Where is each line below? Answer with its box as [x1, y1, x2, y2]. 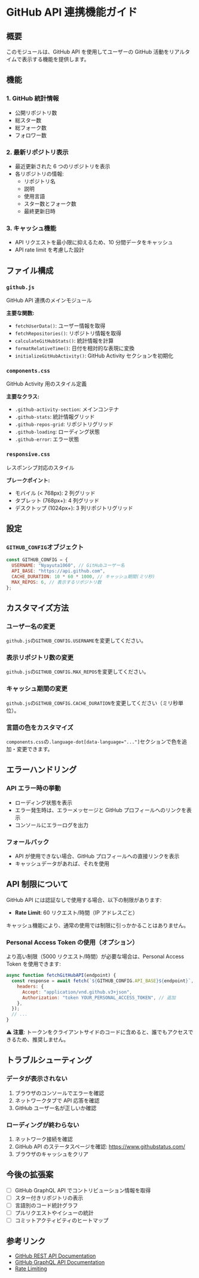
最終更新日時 [23, 207, 56, 214]
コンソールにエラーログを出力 [14, 821, 88, 828]
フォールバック [6, 838, 50, 846]
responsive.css [6, 451, 51, 458]
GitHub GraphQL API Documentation [14, 1258, 105, 1265]
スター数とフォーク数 [23, 200, 76, 207]
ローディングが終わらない [6, 1120, 79, 1129]
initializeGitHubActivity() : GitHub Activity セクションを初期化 [14, 352, 174, 359]
